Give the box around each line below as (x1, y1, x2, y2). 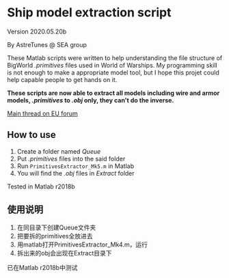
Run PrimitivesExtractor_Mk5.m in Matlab (16, 162, 135, 170)
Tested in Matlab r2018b (7, 182, 75, 191)
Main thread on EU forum (7, 109, 79, 117)
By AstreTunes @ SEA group (7, 40, 87, 48)
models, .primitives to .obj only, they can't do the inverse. (7, 96, 174, 104)
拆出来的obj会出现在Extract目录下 (16, 249, 112, 257)
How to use (7, 129, 56, 141)
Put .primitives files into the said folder (16, 154, 126, 163)
